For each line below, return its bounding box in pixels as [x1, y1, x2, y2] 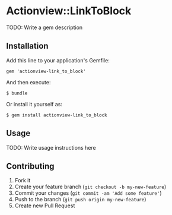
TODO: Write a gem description [6, 24, 83, 31]
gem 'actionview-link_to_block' [6, 68, 86, 74]
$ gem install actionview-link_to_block [6, 112, 108, 118]
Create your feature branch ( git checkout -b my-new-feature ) [14, 183, 167, 191]
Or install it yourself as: [6, 100, 62, 107]
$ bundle [6, 90, 28, 96]
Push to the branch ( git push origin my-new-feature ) [14, 196, 146, 203]
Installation [6, 41, 49, 51]
